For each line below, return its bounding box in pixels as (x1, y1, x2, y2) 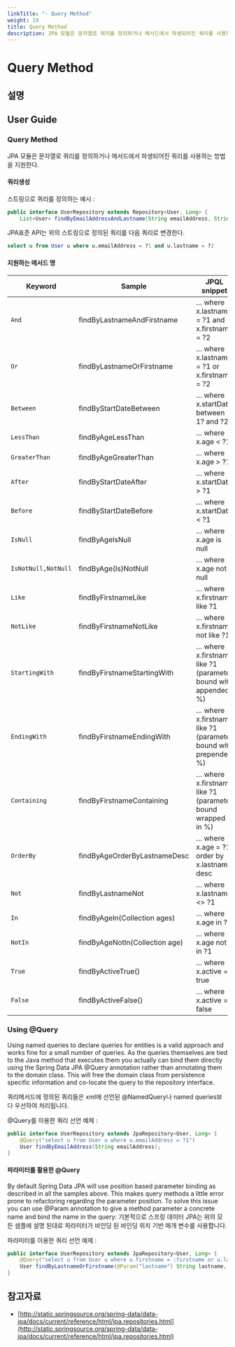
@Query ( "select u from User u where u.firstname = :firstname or (20, 1257, 215, 1264)
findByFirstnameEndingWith (78, 731, 171, 741)
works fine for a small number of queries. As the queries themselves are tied (7, 1048, 228, 1056)
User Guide (7, 113, 57, 126)
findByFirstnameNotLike (78, 621, 159, 631)
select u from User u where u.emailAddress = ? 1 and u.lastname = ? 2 (7, 242, 215, 249)
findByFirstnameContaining (78, 796, 169, 806)
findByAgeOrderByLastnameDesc (78, 850, 190, 860)
